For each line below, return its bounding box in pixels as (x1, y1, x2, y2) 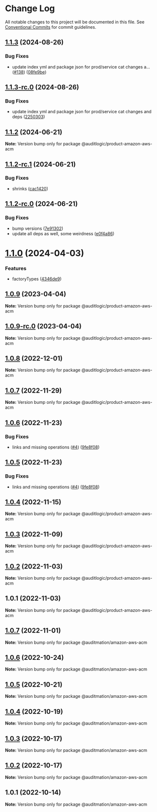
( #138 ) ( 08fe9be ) (12, 69, 47, 75)
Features (5, 265, 27, 272)
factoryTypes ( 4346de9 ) (12, 276, 62, 282)
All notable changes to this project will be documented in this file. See (5, 19, 145, 25)
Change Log (5, 3, 55, 14)
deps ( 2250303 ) (12, 114, 45, 120)
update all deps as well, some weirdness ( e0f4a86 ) (12, 230, 115, 236)
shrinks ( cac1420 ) (12, 186, 49, 191)
